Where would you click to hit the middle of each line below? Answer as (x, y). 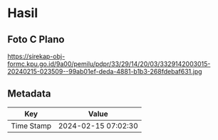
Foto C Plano (36, 39)
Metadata (29, 94)
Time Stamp (31, 126)
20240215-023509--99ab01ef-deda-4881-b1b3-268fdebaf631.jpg (105, 71)
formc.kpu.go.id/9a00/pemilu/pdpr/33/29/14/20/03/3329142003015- (109, 64)
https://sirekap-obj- (36, 56)
